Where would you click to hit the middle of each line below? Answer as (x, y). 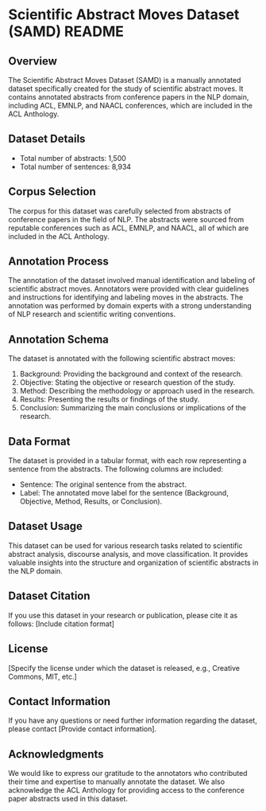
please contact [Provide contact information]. (83, 729)
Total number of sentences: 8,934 (75, 167)
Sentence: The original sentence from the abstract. (103, 484)
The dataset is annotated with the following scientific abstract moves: (122, 358)
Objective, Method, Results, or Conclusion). (91, 501)
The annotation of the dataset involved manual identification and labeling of (132, 280)
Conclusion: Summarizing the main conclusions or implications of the (133, 408)
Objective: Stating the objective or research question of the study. (127, 382)
